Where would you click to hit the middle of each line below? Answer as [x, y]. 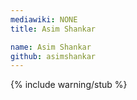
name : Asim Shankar [51, 47]
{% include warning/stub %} [69, 85]
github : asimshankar [53, 56]
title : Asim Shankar [53, 29]
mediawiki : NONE [44, 19]
